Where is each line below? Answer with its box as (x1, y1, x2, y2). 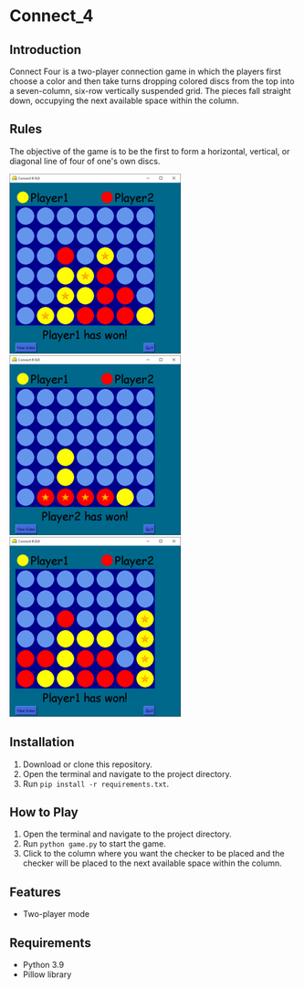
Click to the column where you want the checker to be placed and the (22, 848, 285, 859)
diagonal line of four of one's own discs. (9, 155, 161, 166)
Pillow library (22, 969, 72, 980)
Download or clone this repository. (22, 759, 152, 770)
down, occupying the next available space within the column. (9, 95, 239, 106)
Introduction (9, 42, 82, 58)
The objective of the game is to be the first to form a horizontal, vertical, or (9, 145, 290, 156)
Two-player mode (22, 909, 89, 920)
